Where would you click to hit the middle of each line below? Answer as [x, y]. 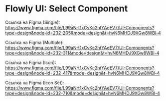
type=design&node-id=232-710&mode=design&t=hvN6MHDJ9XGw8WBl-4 [83, 93]
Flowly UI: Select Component [67, 9]
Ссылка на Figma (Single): [33, 22]
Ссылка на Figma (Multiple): [34, 42]
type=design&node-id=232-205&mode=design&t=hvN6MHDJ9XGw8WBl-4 [83, 33]
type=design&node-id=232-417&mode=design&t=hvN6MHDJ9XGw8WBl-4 [83, 73]
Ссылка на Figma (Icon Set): [35, 83]
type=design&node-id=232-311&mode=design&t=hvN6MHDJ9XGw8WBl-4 [82, 53]
